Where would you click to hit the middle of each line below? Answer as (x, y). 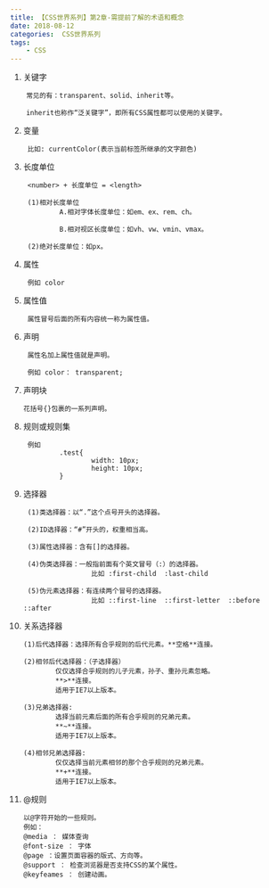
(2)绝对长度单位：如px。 (67, 247)
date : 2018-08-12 (42, 26)
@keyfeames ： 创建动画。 (67, 875)
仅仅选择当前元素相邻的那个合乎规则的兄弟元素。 (132, 763)
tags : (20, 42)
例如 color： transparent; (75, 373)
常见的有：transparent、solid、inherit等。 (102, 96)
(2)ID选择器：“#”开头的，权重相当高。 (90, 530)
